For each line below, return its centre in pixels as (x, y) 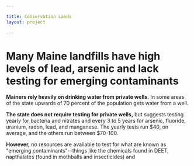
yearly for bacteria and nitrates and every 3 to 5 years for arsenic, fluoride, (96, 121)
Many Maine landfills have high (83, 56)
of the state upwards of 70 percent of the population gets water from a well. (97, 103)
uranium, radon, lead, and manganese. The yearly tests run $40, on (87, 127)
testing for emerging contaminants (93, 81)
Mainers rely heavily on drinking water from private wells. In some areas (95, 97)
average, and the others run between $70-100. (62, 133)
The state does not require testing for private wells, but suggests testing (95, 115)
